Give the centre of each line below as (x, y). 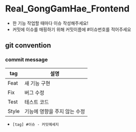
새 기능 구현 (38, 83)
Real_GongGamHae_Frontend (67, 9)
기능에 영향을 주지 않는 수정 (55, 111)
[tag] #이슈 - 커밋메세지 (35, 124)
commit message (27, 59)
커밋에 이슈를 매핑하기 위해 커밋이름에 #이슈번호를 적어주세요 (72, 29)
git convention (28, 45)
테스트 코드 (37, 102)
